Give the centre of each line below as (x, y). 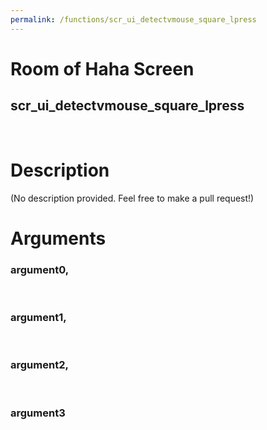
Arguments (58, 238)
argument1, (38, 317)
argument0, (40, 269)
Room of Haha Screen (102, 68)
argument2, (39, 365)
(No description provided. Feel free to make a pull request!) (132, 198)
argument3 (38, 413)
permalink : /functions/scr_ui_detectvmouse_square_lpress (133, 19)
